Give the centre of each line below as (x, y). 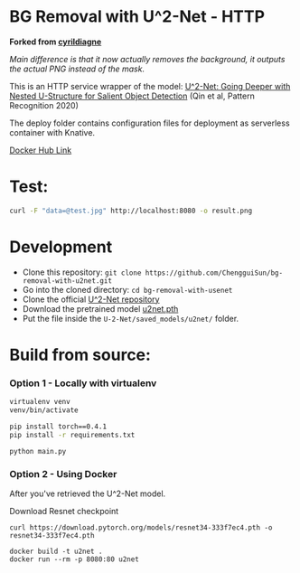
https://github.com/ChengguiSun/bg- (214, 273)
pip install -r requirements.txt (72, 435)
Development (61, 247)
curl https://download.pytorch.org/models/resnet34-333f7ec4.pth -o (141, 527)
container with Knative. (52, 132)
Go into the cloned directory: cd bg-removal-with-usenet (127, 289)
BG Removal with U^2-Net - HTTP (137, 17)
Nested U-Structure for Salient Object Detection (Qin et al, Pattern (132, 96)
